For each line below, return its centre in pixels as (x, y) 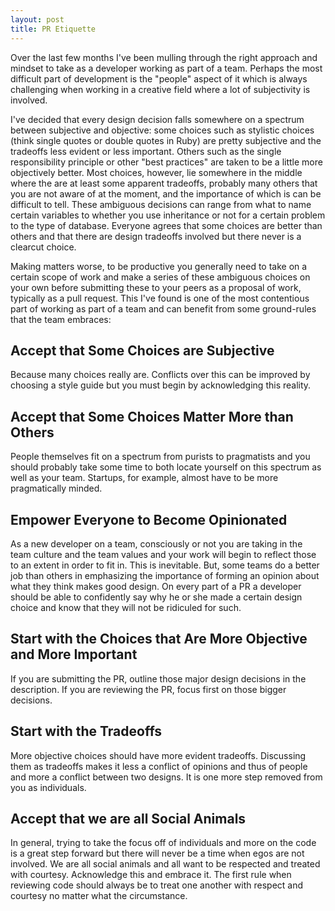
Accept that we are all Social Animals (128, 818)
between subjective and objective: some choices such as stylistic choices (162, 130)
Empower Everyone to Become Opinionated (149, 519)
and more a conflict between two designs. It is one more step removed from (166, 777)
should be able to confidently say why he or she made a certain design (156, 597)
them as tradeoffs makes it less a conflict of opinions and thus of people (159, 766)
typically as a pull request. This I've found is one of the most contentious (160, 298)
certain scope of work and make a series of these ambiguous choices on (160, 277)
